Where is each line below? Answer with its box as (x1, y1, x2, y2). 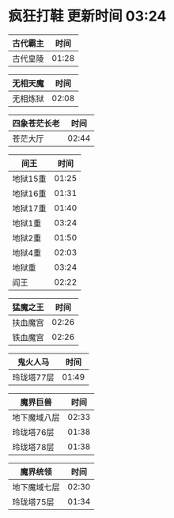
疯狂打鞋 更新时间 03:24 (8, 7, 167, 25)
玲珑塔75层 (12, 496, 55, 507)
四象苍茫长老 (12, 118, 61, 129)
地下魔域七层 (12, 482, 61, 493)
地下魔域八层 (12, 412, 61, 423)
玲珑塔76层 (12, 426, 55, 437)
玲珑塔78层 (12, 441, 55, 452)
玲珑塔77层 (12, 372, 55, 383)
